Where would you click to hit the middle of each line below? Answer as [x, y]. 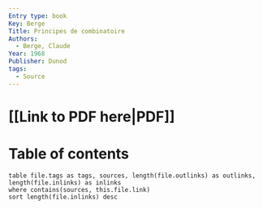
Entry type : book [38, 16]
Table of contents [69, 154]
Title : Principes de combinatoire [67, 31]
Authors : [23, 39]
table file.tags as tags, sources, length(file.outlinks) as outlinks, [132, 176]
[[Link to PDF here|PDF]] [92, 117]
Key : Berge [27, 24]
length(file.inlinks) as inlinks [65, 183]
